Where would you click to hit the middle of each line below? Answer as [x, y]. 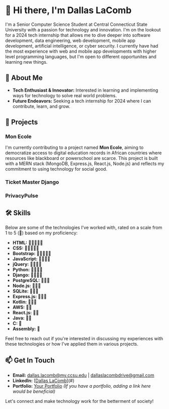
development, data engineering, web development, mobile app [70, 40]
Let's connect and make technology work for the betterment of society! [79, 401]
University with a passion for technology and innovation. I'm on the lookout [83, 29]
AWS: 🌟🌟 [22, 307]
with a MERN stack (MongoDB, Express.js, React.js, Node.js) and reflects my [85, 163]
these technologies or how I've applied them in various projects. [72, 344]
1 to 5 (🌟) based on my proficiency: [42, 233]
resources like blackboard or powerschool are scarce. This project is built [81, 158]
